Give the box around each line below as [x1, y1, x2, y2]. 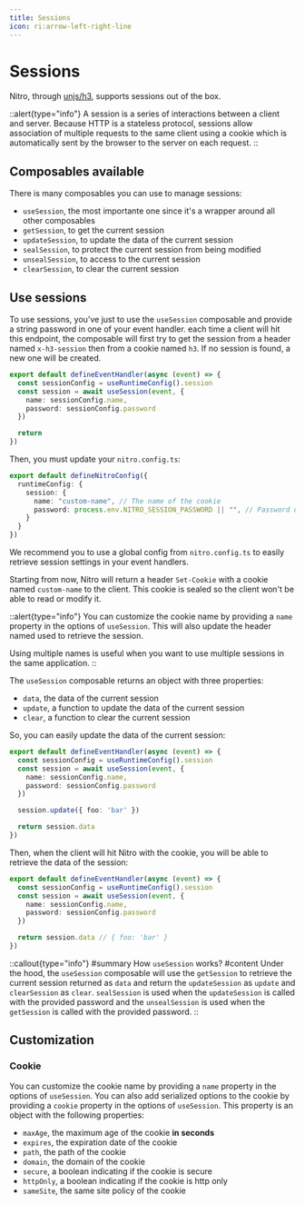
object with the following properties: [9, 1110, 145, 1120]
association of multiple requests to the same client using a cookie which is [9, 128, 288, 139]
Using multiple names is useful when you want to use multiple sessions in [9, 648, 284, 659]
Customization [9, 1032, 95, 1048]
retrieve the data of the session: [9, 856, 129, 868]
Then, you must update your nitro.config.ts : [9, 453, 182, 464]
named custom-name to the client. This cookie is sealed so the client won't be [9, 583, 295, 595]
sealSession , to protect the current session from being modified [22, 244, 261, 255]
